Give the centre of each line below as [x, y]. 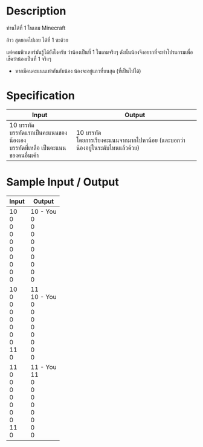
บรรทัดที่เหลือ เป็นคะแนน [38, 147]
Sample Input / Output [63, 182]
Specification [41, 96]
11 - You [43, 367]
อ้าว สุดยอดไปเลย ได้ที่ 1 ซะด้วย [37, 40]
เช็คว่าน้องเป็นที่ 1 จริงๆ [29, 59]
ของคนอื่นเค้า [24, 155]
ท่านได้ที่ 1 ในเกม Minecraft [36, 28]
